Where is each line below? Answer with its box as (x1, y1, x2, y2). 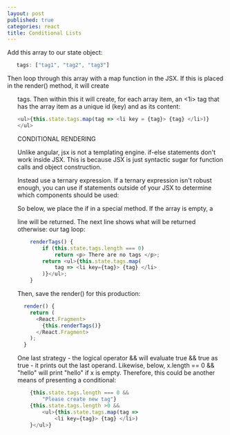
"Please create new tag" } (42, 396, 117, 402)
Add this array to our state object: (7, 48, 103, 57)
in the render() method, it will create (7, 82, 109, 90)
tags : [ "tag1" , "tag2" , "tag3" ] (16, 62, 110, 69)
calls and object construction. (17, 163, 102, 171)
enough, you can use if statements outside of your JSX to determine (17, 183, 212, 192)
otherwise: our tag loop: (17, 225, 86, 233)
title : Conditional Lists (7, 29, 82, 37)
